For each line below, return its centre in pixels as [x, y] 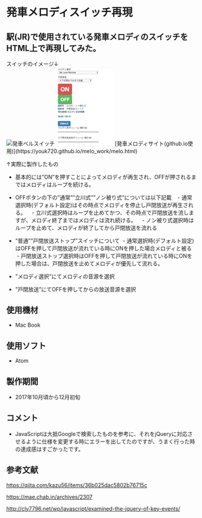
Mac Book [28, 325]
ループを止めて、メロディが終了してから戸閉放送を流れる [86, 228]
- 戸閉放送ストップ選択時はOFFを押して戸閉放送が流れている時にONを [104, 256]
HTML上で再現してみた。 [54, 48]
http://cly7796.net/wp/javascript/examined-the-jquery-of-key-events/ [93, 508]
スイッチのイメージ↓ [32, 64]
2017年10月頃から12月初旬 [47, 397]
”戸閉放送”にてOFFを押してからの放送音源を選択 [75, 289]
